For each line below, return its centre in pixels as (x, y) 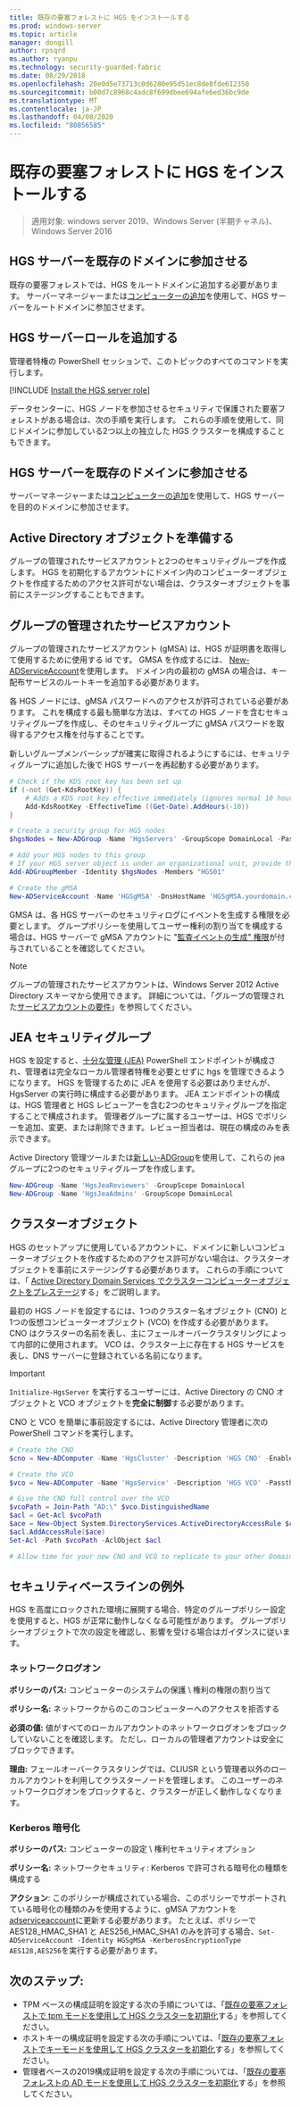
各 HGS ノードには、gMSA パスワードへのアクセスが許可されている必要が (145, 701)
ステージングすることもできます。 (87, 595)
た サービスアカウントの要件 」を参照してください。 (103, 1006)
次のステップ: (47, 1982)
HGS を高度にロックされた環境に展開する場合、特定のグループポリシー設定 (147, 1610)
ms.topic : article (43, 34)
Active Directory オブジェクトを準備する (122, 538)
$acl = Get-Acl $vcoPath (55, 1516)
